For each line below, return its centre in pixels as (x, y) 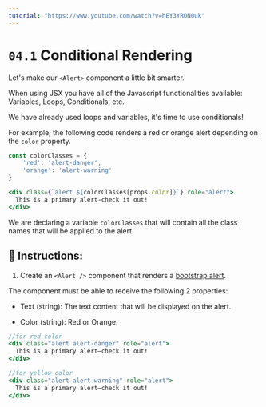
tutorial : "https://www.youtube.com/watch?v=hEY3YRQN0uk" (107, 16)
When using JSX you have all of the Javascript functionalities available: (125, 93)
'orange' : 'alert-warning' (67, 170)
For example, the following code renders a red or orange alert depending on (133, 132)
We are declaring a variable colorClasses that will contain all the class (123, 222)
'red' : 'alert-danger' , (62, 163)
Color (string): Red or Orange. (69, 321)
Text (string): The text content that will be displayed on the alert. (125, 306)
